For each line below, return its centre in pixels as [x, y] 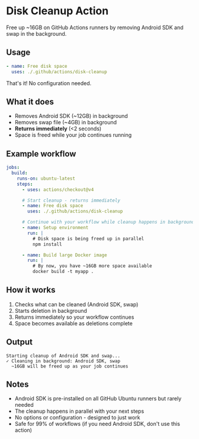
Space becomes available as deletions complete [74, 323]
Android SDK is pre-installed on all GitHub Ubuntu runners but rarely [98, 399]
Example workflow [41, 154]
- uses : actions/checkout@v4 [58, 189]
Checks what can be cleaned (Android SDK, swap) [76, 304]
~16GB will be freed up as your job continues [70, 366]
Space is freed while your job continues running [73, 135]
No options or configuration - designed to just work [77, 418]
